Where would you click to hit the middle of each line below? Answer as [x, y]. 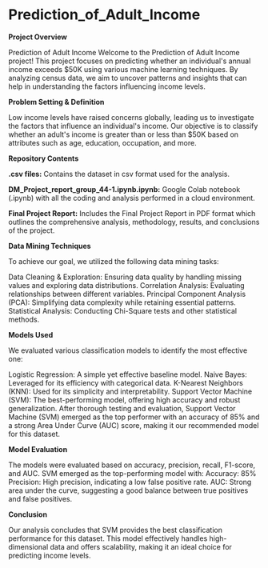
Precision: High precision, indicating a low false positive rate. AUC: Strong [130, 482]
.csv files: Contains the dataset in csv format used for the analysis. [119, 174]
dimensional [28, 546]
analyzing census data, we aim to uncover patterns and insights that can [128, 78]
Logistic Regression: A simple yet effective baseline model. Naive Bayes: [128, 374]
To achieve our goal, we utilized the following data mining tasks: [114, 261]
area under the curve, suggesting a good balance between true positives [128, 490]
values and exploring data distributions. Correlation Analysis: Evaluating [127, 285]
